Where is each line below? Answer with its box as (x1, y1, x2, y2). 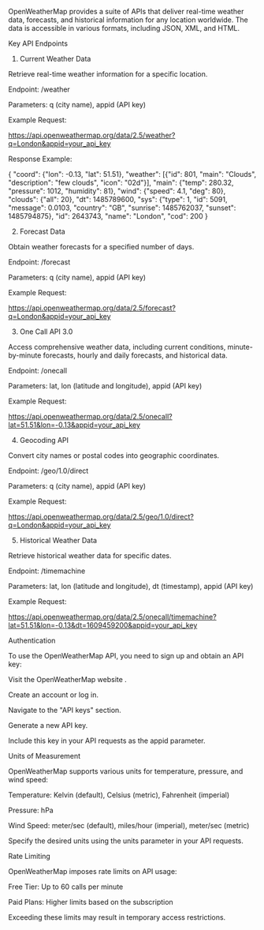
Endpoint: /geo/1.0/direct (8, 466, 89, 475)
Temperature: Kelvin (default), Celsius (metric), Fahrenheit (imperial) (8, 790, 230, 800)
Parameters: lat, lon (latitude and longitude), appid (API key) (8, 381, 203, 390)
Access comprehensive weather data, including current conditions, (8, 343, 226, 351)
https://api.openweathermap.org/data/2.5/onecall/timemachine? (8, 612, 217, 621)
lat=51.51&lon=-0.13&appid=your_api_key (8, 420, 140, 429)
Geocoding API (19, 436, 69, 444)
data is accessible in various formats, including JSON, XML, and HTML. (8, 24, 240, 32)
